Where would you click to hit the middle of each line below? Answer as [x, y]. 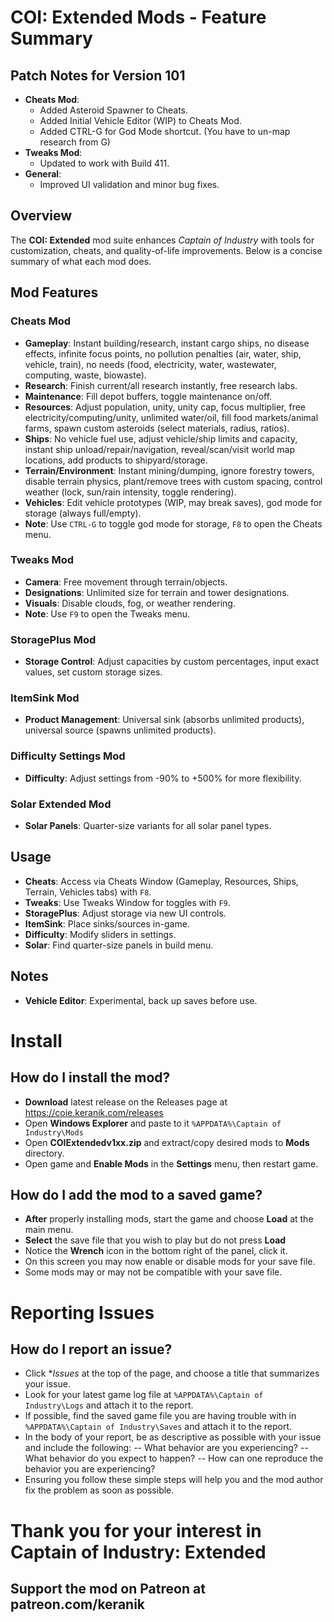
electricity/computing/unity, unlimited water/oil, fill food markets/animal [171, 417]
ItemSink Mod [45, 698]
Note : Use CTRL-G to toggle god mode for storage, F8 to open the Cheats [173, 523]
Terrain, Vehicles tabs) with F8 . [88, 892]
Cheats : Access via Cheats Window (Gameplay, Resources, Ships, [161, 881]
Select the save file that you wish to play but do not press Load [155, 1240]
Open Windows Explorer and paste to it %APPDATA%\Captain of [153, 1123]
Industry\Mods [54, 1132]
